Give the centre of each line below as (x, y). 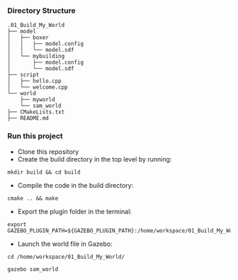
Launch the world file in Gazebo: (65, 244)
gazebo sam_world (33, 269)
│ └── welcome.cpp (38, 87)
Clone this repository (48, 152)
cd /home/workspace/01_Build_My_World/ (66, 257)
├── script (23, 75)
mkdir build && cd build (44, 172)
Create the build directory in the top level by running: (95, 159)
